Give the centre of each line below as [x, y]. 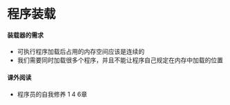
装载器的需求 [25, 35]
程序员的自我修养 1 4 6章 [52, 94]
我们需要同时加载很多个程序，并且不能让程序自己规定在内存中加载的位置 [120, 60]
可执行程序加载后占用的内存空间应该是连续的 [81, 52]
